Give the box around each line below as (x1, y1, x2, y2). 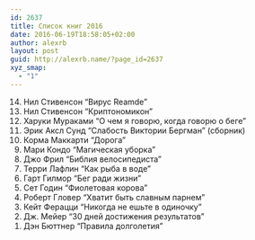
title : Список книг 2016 (10, 22, 103, 31)
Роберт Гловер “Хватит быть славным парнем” (22, 191, 206, 202)
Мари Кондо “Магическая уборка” (22, 144, 156, 155)
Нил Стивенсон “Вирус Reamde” (22, 96, 147, 107)
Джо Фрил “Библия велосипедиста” (22, 154, 163, 164)
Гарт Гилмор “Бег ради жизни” (22, 173, 142, 183)
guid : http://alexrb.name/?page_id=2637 (10, 55, 164, 64)
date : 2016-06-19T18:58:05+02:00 (10, 30, 136, 39)
